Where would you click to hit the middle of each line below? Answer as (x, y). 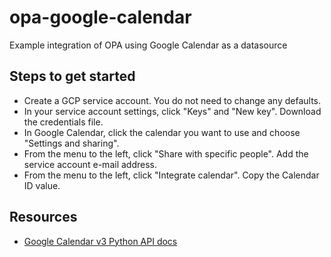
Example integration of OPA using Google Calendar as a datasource (148, 45)
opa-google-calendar (100, 17)
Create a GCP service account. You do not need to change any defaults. (172, 100)
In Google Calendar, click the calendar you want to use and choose (162, 132)
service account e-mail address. (90, 164)
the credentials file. (63, 122)
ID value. (42, 185)
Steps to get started (72, 76)
